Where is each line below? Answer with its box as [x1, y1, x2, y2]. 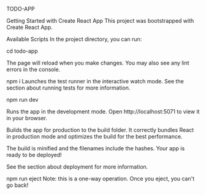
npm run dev [6, 96, 39, 103]
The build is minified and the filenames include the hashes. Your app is [6, 145, 185, 152]
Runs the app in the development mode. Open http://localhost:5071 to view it [6, 108, 200, 115]
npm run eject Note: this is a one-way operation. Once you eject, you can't [6, 175, 195, 182]
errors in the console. [6, 66, 61, 73]
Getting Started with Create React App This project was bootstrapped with [6, 17, 194, 24]
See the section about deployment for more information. [6, 163, 148, 170]
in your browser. [6, 115, 48, 121]
